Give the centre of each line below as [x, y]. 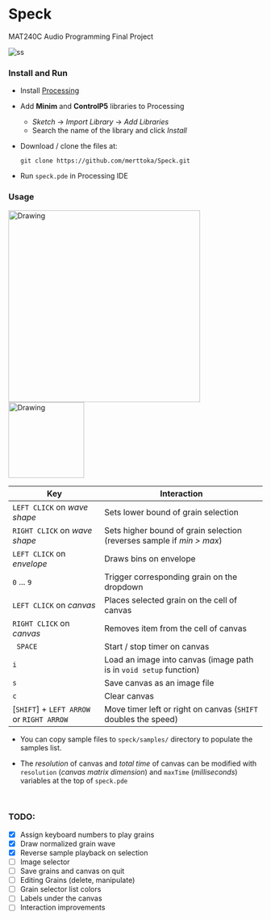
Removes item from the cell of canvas [176, 628]
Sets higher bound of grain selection [173, 530]
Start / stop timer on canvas [157, 646]
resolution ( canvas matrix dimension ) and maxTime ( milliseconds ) [129, 771]
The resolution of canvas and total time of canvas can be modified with [138, 763]
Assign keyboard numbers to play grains [87, 834]
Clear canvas [129, 695]
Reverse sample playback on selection [84, 852]
